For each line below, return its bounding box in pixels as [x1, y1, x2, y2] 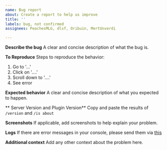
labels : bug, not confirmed [5, 21, 64, 27]
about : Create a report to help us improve [5, 12, 98, 17]
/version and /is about [5, 110, 54, 116]
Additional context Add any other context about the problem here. [5, 139, 143, 145]
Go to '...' [12, 64, 31, 70]
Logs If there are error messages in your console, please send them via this [5, 129, 162, 136]
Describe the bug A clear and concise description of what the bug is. [5, 44, 149, 50]
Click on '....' [12, 69, 38, 76]
